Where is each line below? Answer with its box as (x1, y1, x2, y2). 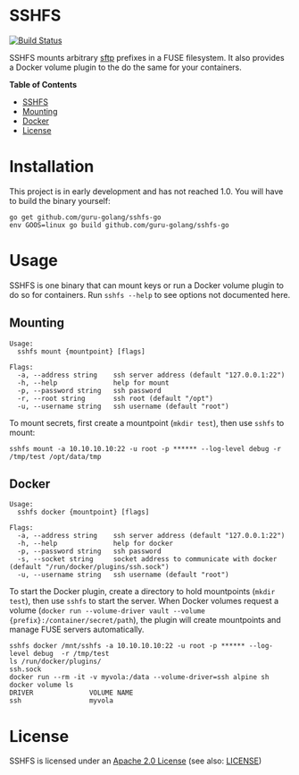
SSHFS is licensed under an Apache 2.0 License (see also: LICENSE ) (9, 755, 262, 766)
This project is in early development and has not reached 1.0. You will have (9, 185, 284, 197)
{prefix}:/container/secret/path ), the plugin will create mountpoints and (9, 615, 281, 626)
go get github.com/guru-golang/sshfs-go (9, 212, 162, 222)
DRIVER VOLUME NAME (9, 688, 134, 698)
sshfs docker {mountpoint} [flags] (17, 507, 150, 517)
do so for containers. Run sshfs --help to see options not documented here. (9, 289, 291, 300)
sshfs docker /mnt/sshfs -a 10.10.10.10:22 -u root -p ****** (9, 642, 245, 651)
